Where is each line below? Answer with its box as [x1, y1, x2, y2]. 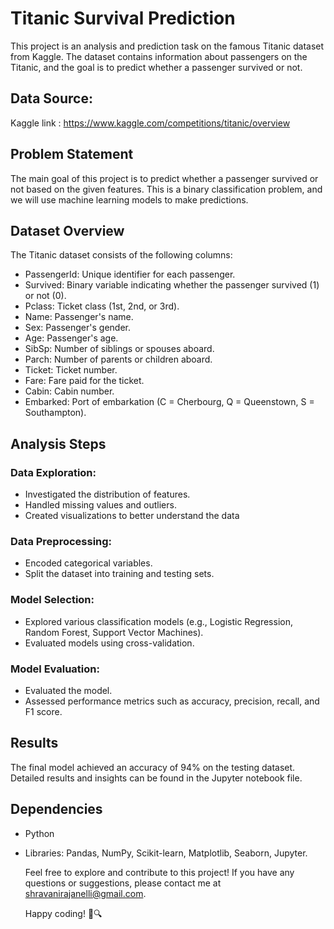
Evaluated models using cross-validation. [24, 637, 195, 649]
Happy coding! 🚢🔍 [24, 907, 103, 919]
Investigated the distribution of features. [24, 488, 191, 501]
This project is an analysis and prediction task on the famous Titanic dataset [10, 40, 325, 52]
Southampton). [24, 407, 87, 419]
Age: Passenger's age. [24, 332, 119, 344]
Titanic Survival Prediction [10, 7, 236, 30]
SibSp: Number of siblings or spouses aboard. [24, 343, 215, 355]
